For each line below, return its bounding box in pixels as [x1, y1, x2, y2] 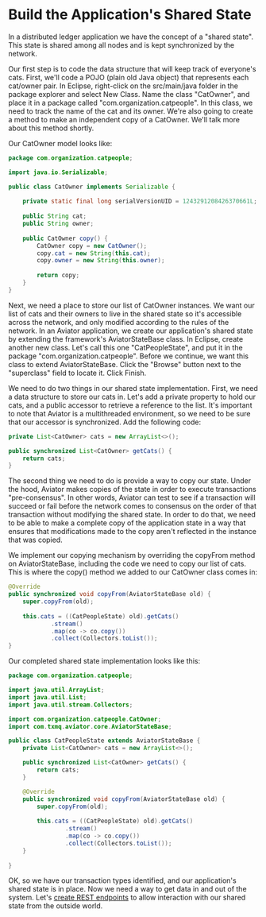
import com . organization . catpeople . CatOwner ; [8, 715, 161, 723]
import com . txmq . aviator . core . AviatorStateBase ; [8, 722, 172, 730]
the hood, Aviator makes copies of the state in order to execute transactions [8, 485, 256, 494]
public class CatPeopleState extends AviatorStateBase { [8, 737, 201, 745]
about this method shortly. [8, 123, 94, 133]
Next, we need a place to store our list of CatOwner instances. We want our [8, 300, 256, 310]
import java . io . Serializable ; [8, 168, 109, 176]
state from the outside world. [8, 901, 103, 911]
